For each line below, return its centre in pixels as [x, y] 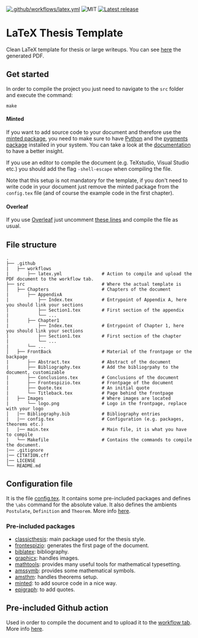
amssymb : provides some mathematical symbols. [75, 571]
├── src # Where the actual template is [94, 284]
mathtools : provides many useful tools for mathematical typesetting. [98, 564]
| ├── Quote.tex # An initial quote [78, 388]
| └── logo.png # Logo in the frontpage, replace [96, 403]
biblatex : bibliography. [42, 552]
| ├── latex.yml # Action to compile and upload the [99, 274]
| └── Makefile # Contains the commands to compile [99, 440]
